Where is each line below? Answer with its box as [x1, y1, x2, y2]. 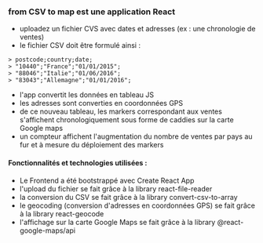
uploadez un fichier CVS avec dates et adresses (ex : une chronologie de [19, 24, 256, 34]
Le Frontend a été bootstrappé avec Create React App [19, 176, 195, 185]
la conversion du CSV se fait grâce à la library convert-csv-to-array [19, 192, 238, 201]
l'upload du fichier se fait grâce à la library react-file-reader [19, 183, 213, 194]
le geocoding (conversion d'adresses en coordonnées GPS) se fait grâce [19, 201, 255, 210]
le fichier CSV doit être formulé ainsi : [19, 41, 141, 50]
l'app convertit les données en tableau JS [19, 90, 155, 100]
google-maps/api [19, 226, 76, 235]
